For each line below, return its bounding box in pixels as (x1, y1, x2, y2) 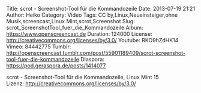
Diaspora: (80, 56, 105, 63)
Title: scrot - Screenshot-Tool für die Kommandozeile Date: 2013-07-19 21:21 (6, 5, 196, 12)
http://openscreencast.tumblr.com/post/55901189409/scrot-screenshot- (6, 49, 186, 56)
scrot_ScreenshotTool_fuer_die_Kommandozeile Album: (6, 24, 143, 31)
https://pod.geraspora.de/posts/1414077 (6, 62, 106, 69)
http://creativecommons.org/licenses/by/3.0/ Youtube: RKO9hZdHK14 (6, 37, 179, 44)
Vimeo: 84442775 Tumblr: (6, 43, 71, 50)
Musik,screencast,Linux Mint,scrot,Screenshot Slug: (6, 18, 135, 24)
